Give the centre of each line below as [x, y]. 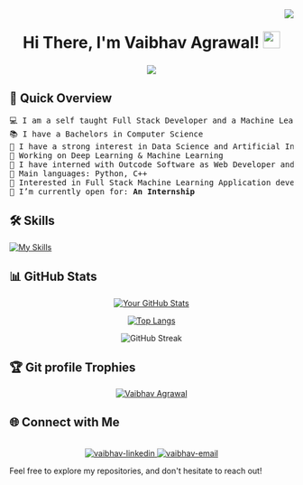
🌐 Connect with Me [64, 422]
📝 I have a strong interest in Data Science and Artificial [145, 146]
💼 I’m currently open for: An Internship [102, 191]
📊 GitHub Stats [53, 277]
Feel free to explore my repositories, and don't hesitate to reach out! [136, 471]
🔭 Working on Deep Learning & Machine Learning [116, 155]
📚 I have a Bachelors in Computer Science [106, 134]
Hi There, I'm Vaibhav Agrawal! [141, 43]
